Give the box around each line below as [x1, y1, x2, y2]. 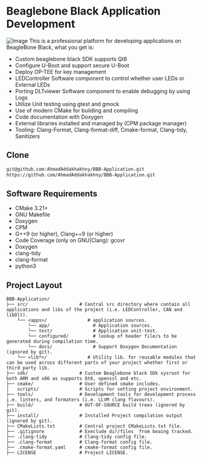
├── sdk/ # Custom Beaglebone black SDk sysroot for [6, 371, 191, 377]
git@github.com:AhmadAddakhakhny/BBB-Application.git [6, 166, 145, 172]
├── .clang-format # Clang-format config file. [6, 439, 153, 446]
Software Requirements [6, 188, 98, 199]
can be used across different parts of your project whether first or [6, 360, 188, 366]
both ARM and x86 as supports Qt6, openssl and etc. [6, 375, 142, 382]
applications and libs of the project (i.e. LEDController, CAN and [6, 307, 183, 313]
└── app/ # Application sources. [28, 323, 153, 329]
